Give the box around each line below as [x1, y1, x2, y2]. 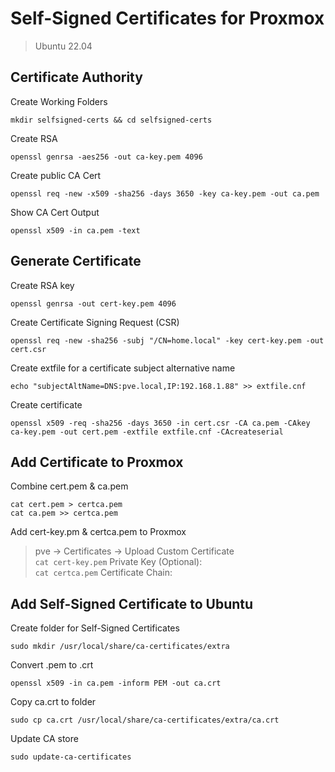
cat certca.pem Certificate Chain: [34, 567, 173, 579]
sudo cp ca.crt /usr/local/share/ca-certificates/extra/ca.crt [10, 715, 280, 726]
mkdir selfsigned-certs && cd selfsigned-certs [10, 115, 213, 125]
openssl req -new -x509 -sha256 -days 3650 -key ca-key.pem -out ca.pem [10, 188, 320, 199]
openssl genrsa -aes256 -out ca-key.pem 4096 [10, 152, 203, 162]
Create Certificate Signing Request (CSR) [10, 316, 180, 328]
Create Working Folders [10, 95, 108, 107]
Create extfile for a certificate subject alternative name [10, 362, 236, 374]
